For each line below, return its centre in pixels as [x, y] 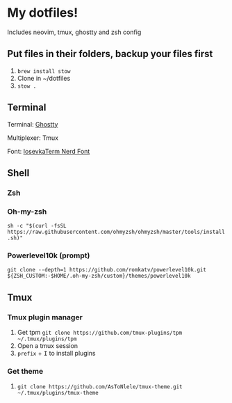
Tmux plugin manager [45, 317]
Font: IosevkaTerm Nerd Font [49, 151]
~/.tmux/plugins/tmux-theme [58, 393]
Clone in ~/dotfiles [44, 78]
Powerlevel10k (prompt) [49, 255]
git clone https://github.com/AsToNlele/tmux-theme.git [100, 387]
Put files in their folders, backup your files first [110, 54]
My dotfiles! [43, 13]
